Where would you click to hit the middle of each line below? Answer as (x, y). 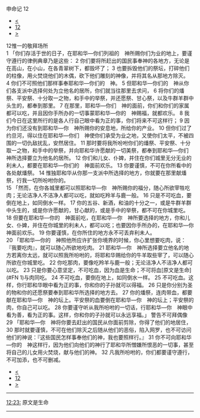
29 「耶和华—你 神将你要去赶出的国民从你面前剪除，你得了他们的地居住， (99, 322)
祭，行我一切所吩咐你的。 (37, 180)
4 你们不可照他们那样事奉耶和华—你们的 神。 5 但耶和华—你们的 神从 (95, 83)
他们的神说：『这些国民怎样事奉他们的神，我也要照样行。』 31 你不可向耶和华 (99, 337)
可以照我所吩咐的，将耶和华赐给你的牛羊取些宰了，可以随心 (121, 255)
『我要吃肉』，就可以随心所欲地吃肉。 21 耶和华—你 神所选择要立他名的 (95, 248)
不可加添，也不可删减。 (35, 360)
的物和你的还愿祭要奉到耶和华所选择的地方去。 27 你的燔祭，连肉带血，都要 (99, 292)
